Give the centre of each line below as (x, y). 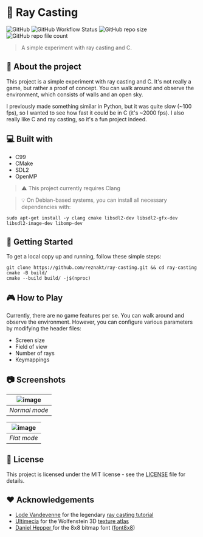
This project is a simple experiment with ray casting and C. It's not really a (99, 81)
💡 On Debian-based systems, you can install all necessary (94, 200)
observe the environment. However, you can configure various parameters (100, 322)
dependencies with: (46, 207)
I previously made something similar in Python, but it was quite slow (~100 (99, 106)
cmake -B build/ (27, 273)
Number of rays (35, 354)
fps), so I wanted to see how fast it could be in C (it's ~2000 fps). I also (95, 113)
